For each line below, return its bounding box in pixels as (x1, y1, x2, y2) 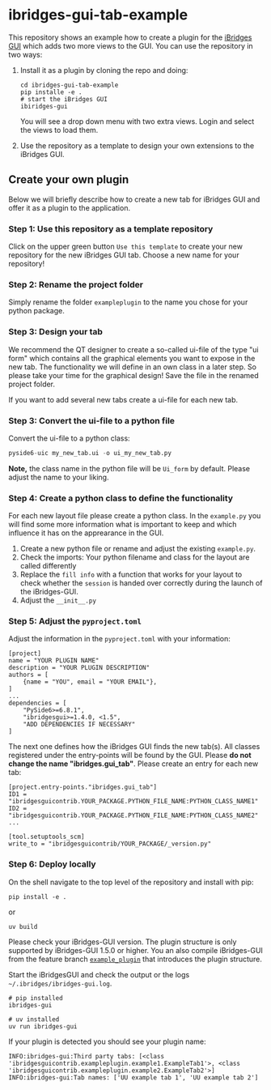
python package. (8, 306, 65, 316)
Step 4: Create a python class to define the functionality (8, 492, 233, 504)
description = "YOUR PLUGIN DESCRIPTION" (8, 664, 150, 672)
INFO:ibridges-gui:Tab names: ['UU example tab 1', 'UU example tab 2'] (8, 1073, 259, 1082)
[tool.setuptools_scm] (8, 832, 85, 841)
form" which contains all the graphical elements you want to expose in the (8, 353, 256, 363)
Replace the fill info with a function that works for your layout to (19, 569, 243, 580)
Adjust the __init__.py (19, 595, 97, 605)
